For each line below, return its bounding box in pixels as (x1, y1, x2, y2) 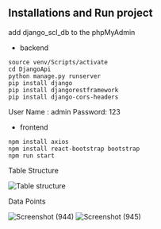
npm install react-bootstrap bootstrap (8, 145, 140, 153)
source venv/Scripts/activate (8, 58, 109, 66)
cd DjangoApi (8, 65, 52, 73)
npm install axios (8, 138, 69, 146)
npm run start (8, 151, 56, 160)
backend (19, 43, 49, 52)
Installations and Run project (8, 6, 153, 20)
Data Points (8, 196, 46, 206)
